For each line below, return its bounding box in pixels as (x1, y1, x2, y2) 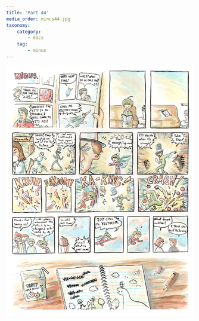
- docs (27, 35, 44, 41)
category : (17, 29, 42, 35)
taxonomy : (6, 22, 31, 28)
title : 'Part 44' (6, 10, 49, 16)
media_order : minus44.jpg (6, 16, 70, 22)
